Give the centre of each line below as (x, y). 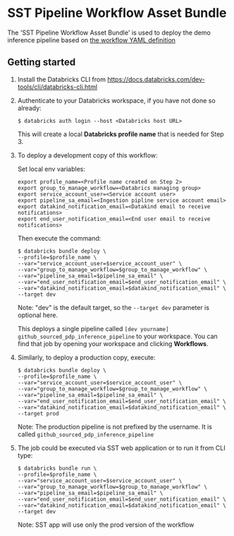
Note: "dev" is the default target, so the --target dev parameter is (113, 307)
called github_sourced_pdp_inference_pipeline (86, 434)
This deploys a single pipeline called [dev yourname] (93, 328)
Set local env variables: (51, 169)
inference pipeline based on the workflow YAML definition (92, 40)
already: (29, 108)
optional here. (38, 315)
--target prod (38, 413)
